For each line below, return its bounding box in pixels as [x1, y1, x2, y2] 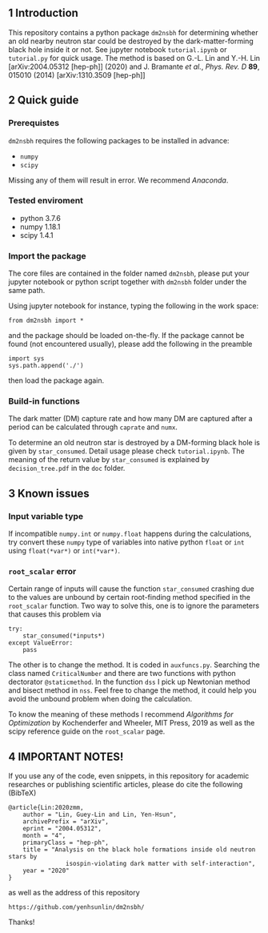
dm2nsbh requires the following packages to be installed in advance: [8, 135, 230, 145]
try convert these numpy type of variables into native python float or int [8, 537, 245, 547]
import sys [8, 355, 45, 363]
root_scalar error [8, 566, 77, 577]
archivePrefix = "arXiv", [22, 818, 110, 826]
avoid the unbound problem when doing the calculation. [8, 694, 193, 704]
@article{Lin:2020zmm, [8, 804, 84, 812]
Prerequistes [8, 118, 60, 129]
